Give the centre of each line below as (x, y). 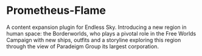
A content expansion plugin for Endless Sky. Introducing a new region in (96, 27)
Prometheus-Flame (56, 11)
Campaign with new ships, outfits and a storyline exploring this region (94, 40)
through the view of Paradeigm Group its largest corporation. (83, 46)
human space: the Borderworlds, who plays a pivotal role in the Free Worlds (101, 33)
